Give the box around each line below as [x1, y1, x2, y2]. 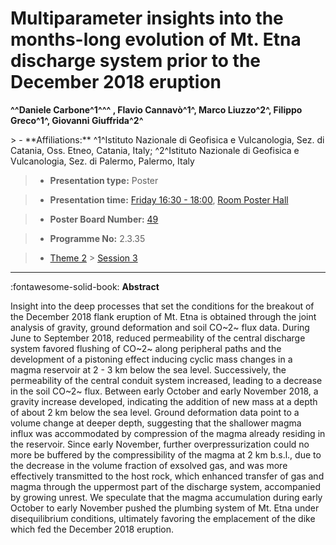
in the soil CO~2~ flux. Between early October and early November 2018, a [10, 385, 319, 397]
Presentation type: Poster [49, 174, 159, 186]
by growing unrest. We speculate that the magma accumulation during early [10, 491, 323, 503]
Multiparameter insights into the [10, 7, 284, 30]
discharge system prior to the [10, 50, 262, 72]
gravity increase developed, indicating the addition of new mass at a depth [10, 395, 318, 407]
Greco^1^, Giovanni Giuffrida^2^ [10, 114, 144, 126]
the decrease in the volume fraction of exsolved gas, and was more [10, 459, 288, 471]
